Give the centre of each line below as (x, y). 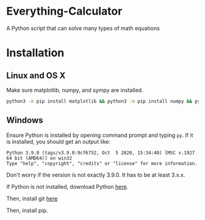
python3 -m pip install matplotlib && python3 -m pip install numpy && (99, 101)
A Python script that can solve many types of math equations (83, 28)
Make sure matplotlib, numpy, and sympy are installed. (75, 90)
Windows (25, 120)
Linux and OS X (36, 75)
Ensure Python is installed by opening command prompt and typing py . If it (100, 135)
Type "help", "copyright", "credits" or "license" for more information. (102, 163)
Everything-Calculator (64, 11)
